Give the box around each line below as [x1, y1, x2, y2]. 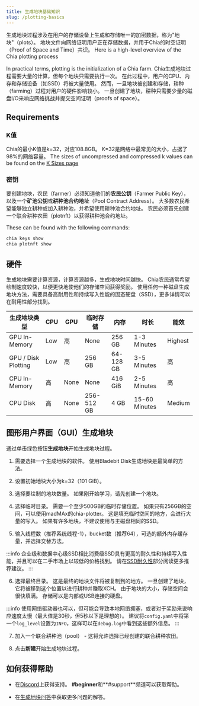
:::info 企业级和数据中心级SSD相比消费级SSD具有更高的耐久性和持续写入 [6, 550, 182, 557]
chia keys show [6, 235, 44, 242]
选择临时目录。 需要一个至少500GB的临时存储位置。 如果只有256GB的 [14, 502, 187, 510]
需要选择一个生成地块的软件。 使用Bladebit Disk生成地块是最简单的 [14, 457, 178, 464]
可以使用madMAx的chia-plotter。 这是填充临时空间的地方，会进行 [25, 510, 187, 517]
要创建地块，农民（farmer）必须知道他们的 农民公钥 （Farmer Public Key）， [6, 190, 190, 197]
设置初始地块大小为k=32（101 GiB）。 [14, 477, 105, 484]
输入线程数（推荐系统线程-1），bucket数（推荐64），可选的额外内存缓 [14, 530, 183, 537]
